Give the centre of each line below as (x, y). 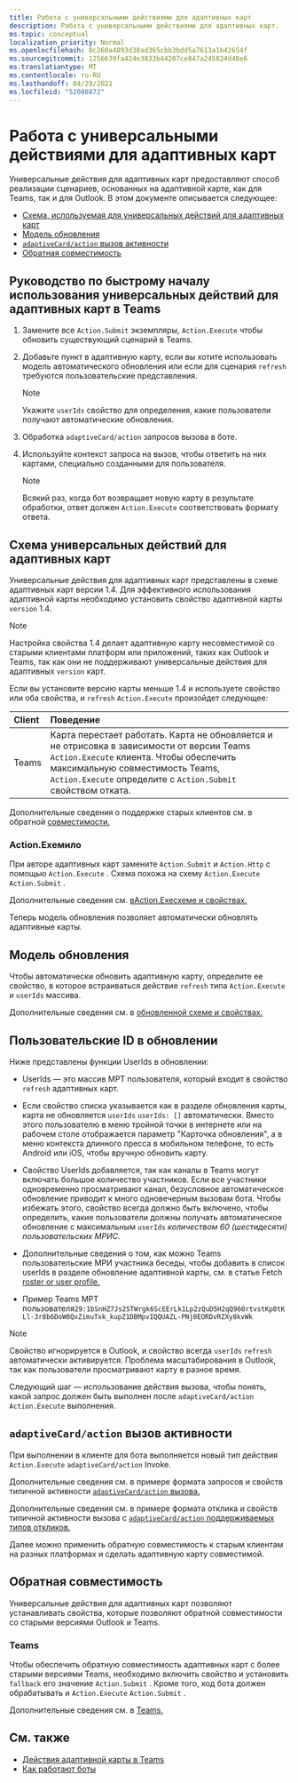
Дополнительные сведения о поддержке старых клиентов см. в (131, 812)
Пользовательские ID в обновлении (114, 1040)
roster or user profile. (61, 1282)
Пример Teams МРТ (60, 1299)
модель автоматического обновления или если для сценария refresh (154, 366)
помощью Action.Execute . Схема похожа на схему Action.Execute (135, 874)
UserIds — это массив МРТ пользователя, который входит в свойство (155, 1079)
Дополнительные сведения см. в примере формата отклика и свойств (143, 1508)
